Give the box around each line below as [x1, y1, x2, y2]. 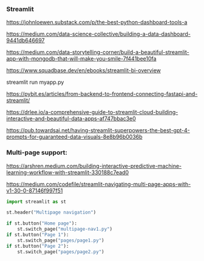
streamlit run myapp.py [6, 78, 64, 86]
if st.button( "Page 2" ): [6, 243, 69, 249]
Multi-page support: [6, 148, 68, 157]
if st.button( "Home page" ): [6, 220, 78, 226]
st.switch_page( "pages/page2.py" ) [17, 248, 104, 255]
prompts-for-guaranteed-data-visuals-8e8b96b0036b [6, 133, 143, 141]
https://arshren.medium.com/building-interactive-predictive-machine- [6, 162, 182, 169]
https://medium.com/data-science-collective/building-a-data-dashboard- [6, 30, 191, 38]
